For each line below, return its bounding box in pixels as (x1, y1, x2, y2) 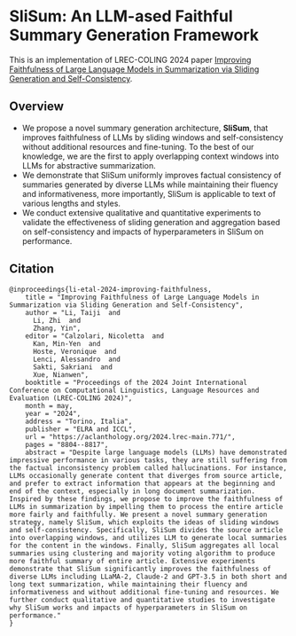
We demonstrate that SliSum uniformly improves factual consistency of (21, 169, 282, 180)
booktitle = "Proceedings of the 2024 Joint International (25, 378, 248, 387)
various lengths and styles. (21, 198, 121, 208)
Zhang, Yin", (32, 324, 82, 333)
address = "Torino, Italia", (25, 417, 133, 426)
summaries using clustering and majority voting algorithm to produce (9, 548, 276, 558)
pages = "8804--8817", (25, 440, 109, 449)
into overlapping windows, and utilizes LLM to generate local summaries (9, 533, 288, 542)
